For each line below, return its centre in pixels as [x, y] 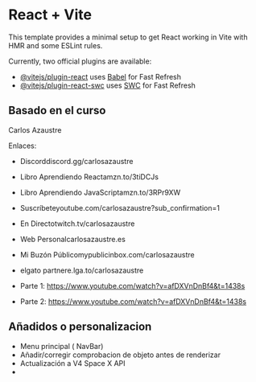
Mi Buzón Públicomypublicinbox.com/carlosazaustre [107, 254]
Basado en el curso [57, 111]
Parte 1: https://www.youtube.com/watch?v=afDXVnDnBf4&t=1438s [132, 285]
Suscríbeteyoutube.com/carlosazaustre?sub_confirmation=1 [120, 207]
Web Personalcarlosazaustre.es [73, 239]
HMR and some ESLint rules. [56, 45]
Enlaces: [23, 146]
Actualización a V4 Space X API [73, 363]
